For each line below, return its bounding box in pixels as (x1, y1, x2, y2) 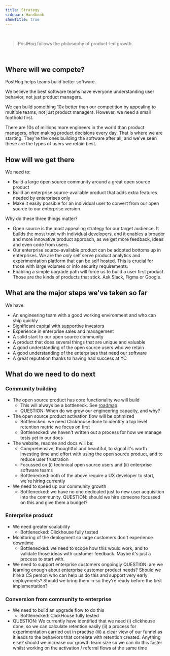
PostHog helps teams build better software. (5, 79, 96, 85)
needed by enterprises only (12, 195, 71, 201)
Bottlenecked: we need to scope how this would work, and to (20, 545, 148, 551)
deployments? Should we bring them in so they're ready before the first (12, 577, 162, 583)
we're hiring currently (20, 478, 65, 484)
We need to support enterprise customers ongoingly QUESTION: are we (12, 561, 163, 567)
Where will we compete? (5, 65, 85, 74)
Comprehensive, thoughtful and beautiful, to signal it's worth (20, 445, 147, 451)
